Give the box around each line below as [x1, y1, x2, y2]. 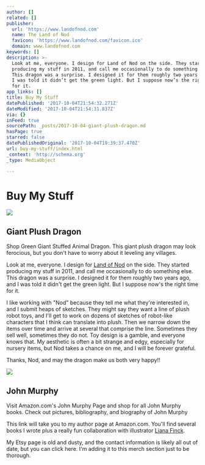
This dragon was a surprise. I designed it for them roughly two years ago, [6, 274, 191, 282]
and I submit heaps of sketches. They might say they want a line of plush [6, 306, 190, 313]
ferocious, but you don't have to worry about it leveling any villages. [6, 249, 177, 257]
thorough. [6, 452, 31, 459]
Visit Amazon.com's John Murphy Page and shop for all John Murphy [6, 402, 181, 409]
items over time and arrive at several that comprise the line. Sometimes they [6, 325, 198, 333]
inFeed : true [6, 117, 40, 123]
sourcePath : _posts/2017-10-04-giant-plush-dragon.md [6, 123, 146, 129]
